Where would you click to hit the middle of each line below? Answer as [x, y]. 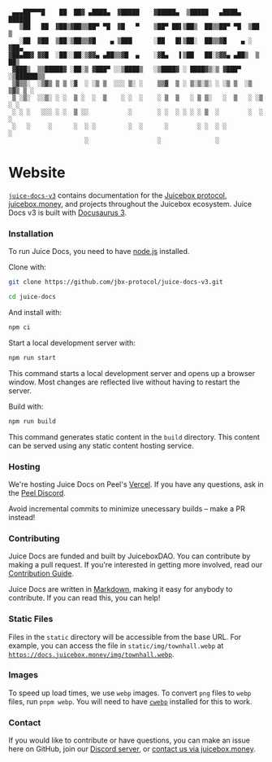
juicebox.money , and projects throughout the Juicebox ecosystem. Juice [130, 204]
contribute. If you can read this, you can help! [84, 598]
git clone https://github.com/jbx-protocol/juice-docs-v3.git [116, 282]
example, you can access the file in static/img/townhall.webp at [116, 646]
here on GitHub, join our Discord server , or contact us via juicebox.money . [132, 749]
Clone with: [28, 267]
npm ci [19, 327]
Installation [31, 234]
